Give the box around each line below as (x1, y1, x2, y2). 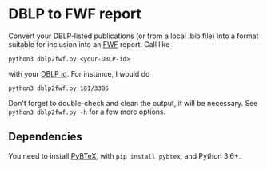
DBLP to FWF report (8, 5, 142, 23)
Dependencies (8, 130, 82, 143)
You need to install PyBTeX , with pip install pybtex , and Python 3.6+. (8, 151, 241, 160)
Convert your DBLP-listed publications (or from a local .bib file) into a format (8, 31, 259, 41)
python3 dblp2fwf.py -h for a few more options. (8, 107, 166, 116)
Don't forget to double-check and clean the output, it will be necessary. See (8, 98, 258, 108)
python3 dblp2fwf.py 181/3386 (8, 84, 110, 92)
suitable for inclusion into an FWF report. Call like (8, 39, 170, 49)
